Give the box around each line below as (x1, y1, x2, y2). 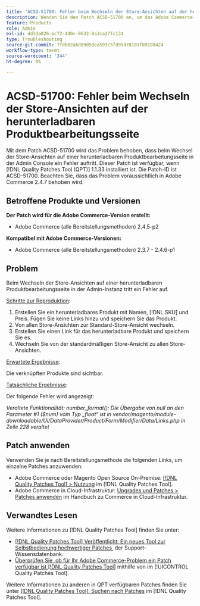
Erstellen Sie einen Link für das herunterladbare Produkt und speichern (14, 328, 189, 335)
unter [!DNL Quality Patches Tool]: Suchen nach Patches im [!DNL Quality (6, 587, 186, 594)
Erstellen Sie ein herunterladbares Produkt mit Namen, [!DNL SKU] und (14, 309, 189, 316)
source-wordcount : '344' (6, 53, 68, 59)
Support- (124, 544, 147, 551)
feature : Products (6, 20, 52, 26)
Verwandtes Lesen (6, 510, 77, 521)
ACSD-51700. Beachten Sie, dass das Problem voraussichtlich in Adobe (6, 172, 182, 179)
